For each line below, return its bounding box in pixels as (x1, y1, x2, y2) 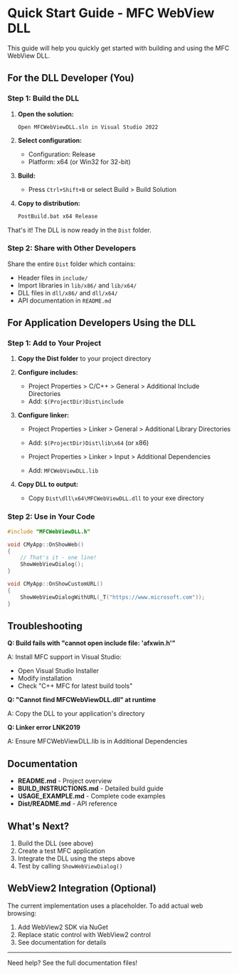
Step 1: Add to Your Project (7, 338, 102, 348)
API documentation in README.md (17, 296, 112, 305)
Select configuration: (17, 136, 83, 144)
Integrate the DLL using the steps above (17, 854, 135, 863)
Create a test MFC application (17, 846, 105, 855)
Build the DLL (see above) (17, 838, 94, 847)
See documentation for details (17, 938, 107, 946)
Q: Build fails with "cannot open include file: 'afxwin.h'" (7, 639, 176, 647)
